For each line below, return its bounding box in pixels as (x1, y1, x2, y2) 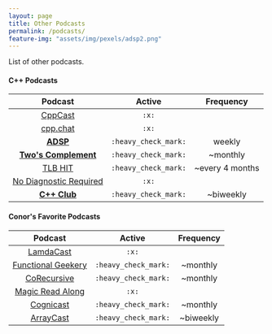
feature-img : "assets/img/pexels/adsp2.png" (8, 34, 162, 43)
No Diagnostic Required (12, 176, 103, 187)
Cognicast (29, 298, 70, 310)
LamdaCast (28, 245, 72, 257)
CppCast (40, 110, 75, 121)
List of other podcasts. (8, 57, 85, 67)
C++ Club (39, 189, 77, 200)
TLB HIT (42, 163, 74, 174)
